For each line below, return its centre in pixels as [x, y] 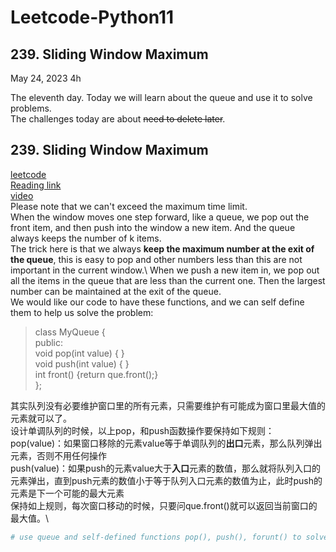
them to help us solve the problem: [82, 312]
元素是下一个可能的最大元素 [67, 493]
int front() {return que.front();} [96, 374]
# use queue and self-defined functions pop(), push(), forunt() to [156, 537]
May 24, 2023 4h [46, 78]
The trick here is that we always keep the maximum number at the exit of [162, 248]
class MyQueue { [70, 332]
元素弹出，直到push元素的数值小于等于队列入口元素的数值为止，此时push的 [166, 480]
